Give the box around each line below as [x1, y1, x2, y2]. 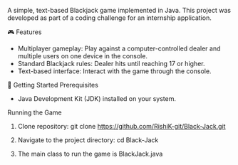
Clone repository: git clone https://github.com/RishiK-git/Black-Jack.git [17, 122, 226, 130]
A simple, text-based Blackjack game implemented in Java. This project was [7, 6, 232, 14]
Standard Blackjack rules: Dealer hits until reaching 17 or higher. [17, 60, 205, 68]
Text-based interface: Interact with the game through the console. [17, 67, 212, 75]
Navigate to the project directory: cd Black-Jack [17, 136, 159, 144]
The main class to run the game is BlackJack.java [17, 149, 163, 158]
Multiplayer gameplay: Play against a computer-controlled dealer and [17, 44, 221, 53]
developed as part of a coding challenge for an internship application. [7, 14, 212, 22]
